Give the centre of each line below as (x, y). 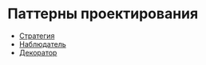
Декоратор (38, 52)
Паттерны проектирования (103, 14)
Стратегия (37, 36)
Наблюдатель (42, 44)
